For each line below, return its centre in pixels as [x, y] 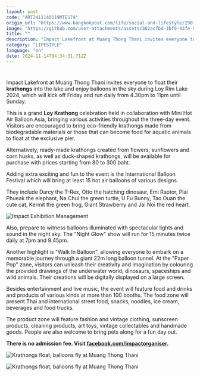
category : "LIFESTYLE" [34, 45]
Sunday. [16, 101]
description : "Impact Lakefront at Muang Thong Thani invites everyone [97, 39]
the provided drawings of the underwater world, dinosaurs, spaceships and [99, 271]
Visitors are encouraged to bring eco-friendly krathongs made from [89, 125]
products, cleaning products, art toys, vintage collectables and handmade [97, 325]
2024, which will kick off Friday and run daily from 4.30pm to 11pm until [93, 95]
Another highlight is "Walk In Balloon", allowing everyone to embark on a [95, 251]
